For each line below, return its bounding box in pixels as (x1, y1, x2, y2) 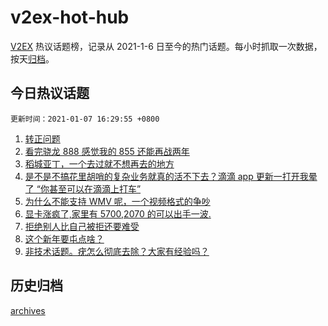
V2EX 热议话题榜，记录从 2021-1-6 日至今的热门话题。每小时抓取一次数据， (10, 40, 323, 52)
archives (10, 304, 46, 316)
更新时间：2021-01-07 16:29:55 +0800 (10, 114, 160, 124)
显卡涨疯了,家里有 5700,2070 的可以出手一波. (24, 207, 212, 220)
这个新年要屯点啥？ (24, 232, 105, 245)
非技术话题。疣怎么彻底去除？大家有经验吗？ (24, 245, 210, 257)
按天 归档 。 (10, 52, 55, 65)
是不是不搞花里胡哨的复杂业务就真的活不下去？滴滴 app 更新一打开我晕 (24, 170, 318, 182)
